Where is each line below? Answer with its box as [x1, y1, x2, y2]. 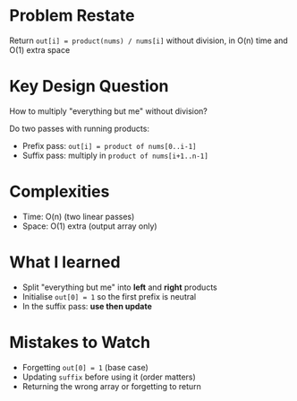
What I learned [9, 252, 121, 272]
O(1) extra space [9, 44, 71, 55]
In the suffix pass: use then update [21, 301, 152, 311]
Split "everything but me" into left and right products [21, 282, 217, 292]
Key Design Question [9, 76, 169, 97]
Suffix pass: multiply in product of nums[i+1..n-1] [21, 150, 208, 161]
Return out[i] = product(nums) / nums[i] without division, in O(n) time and [9, 35, 288, 46]
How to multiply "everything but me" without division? [9, 105, 208, 117]
